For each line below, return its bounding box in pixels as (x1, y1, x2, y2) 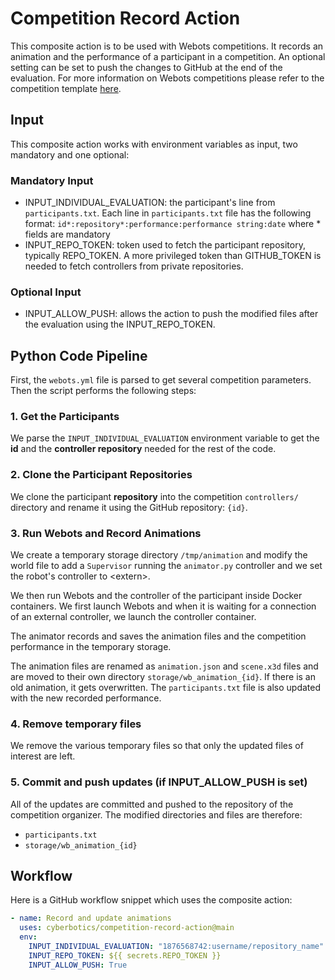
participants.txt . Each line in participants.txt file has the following (24, 207, 312, 219)
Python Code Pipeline (10, 347, 148, 364)
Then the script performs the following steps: (10, 385, 197, 397)
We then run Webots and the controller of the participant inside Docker (10, 590, 303, 602)
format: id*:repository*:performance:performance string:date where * (24, 218, 322, 230)
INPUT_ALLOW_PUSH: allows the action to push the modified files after (24, 308, 319, 320)
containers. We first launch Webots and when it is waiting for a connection (10, 600, 317, 612)
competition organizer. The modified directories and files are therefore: (10, 808, 303, 821)
